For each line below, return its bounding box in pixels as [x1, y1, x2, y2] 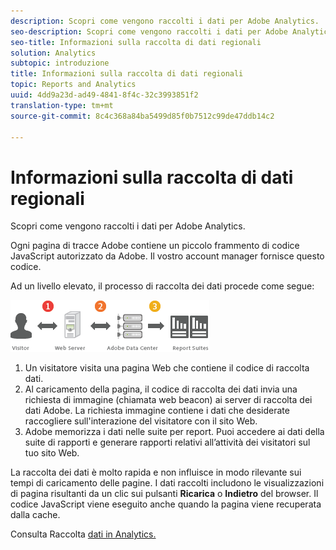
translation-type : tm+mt [10, 100, 114, 110]
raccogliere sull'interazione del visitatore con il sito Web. [24, 415, 258, 427]
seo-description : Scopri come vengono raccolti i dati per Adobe [10, 26, 288, 37]
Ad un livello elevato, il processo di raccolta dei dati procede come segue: [10, 280, 315, 292]
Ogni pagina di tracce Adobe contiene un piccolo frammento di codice [10, 240, 300, 252]
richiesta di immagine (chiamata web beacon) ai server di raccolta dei [24, 394, 313, 406]
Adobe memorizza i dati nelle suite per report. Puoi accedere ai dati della [24, 426, 325, 438]
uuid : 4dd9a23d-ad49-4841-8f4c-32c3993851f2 [10, 90, 199, 100]
